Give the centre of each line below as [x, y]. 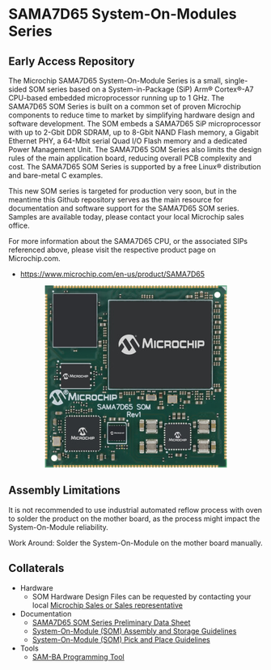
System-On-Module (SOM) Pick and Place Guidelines [121, 639]
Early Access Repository [72, 61]
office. [19, 225]
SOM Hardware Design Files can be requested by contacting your [142, 596]
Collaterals [36, 568]
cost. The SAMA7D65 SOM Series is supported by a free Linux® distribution [135, 166]
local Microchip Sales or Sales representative [108, 605]
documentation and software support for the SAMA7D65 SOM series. [124, 208]
